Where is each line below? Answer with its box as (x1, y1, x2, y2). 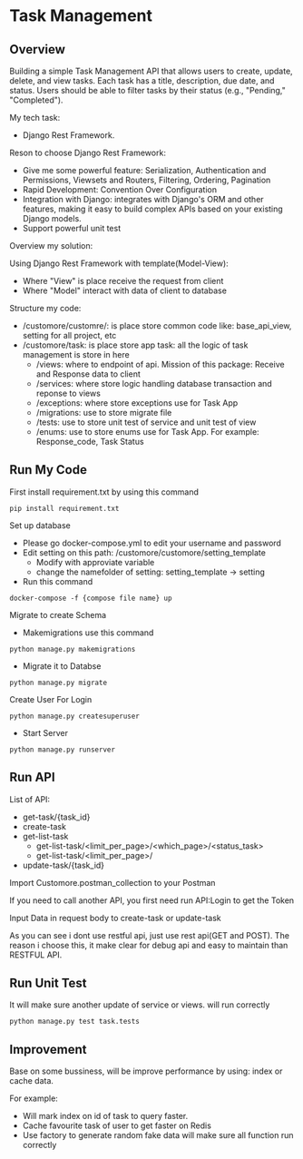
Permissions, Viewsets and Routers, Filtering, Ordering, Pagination (22, 174, 271, 185)
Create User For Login (9, 693, 93, 704)
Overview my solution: (9, 241, 93, 250)
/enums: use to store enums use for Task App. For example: (35, 427, 260, 437)
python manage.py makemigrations (9, 644, 136, 653)
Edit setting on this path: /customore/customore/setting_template (22, 546, 266, 558)
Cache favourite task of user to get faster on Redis (22, 1120, 211, 1131)
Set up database (9, 519, 71, 531)
